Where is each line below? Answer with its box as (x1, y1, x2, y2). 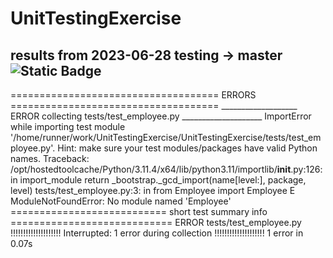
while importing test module (10, 121, 126, 132)
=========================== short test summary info (10, 206, 268, 217)
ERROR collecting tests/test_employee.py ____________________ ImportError (10, 110, 312, 122)
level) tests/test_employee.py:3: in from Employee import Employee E (10, 185, 296, 196)
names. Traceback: (10, 153, 90, 164)
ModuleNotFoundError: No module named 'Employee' (10, 195, 232, 207)
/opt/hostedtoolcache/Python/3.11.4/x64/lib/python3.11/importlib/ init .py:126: (10, 163, 323, 175)
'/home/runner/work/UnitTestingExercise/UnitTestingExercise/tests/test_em (10, 132, 322, 143)
